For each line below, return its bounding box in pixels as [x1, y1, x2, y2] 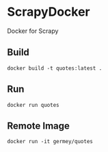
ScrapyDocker [7, 4, 90, 20]
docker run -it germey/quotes [7, 138, 94, 145]
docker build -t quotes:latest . [7, 64, 103, 72]
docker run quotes [7, 101, 59, 108]
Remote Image [7, 120, 70, 131]
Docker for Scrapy [7, 27, 59, 35]
